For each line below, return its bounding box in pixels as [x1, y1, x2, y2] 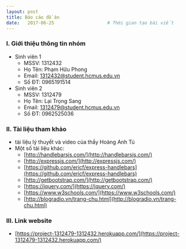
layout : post [6, 8, 39, 15]
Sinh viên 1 [14, 53, 42, 60]
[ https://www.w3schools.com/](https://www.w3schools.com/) [23, 189, 176, 196]
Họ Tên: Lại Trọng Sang [23, 97, 81, 104]
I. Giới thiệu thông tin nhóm [6, 39, 86, 48]
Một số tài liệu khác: [14, 144, 64, 152]
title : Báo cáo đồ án [6, 14, 60, 20]
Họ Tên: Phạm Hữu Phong [23, 66, 87, 73]
